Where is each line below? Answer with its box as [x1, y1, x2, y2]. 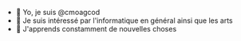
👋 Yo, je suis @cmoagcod [15, 8, 101, 17]
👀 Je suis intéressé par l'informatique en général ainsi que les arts [15, 16, 233, 25]
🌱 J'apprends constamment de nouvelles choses [15, 24, 177, 33]
